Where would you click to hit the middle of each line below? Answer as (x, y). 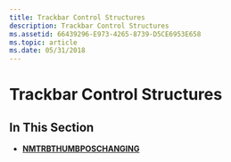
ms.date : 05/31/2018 (48, 51)
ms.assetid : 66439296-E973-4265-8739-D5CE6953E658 (105, 34)
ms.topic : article (43, 42)
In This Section (52, 127)
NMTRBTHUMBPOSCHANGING (81, 149)
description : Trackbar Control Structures (89, 26)
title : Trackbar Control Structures (77, 17)
